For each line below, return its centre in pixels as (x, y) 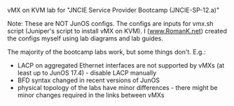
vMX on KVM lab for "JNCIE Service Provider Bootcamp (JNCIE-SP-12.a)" (113, 10)
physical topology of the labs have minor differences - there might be (117, 88)
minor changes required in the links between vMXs (91, 95)
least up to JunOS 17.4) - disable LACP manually (87, 73)
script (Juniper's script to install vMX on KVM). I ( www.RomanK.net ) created (117, 31)
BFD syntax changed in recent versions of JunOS (88, 80)
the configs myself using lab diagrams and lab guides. (85, 38)
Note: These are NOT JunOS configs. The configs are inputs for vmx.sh (110, 23)
